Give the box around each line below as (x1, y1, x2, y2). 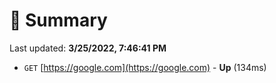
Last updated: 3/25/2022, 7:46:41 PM (9, 42, 167, 54)
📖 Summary (9, 9, 108, 32)
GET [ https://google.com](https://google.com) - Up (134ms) (23, 61, 267, 73)
